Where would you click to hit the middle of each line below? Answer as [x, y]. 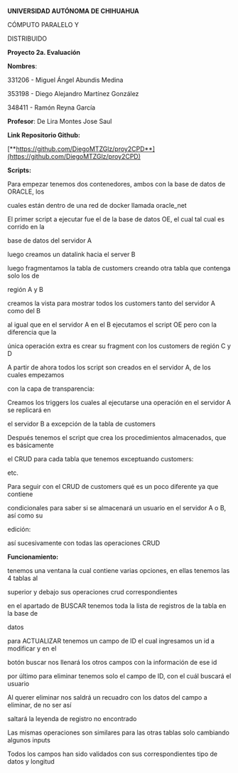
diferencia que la [32, 332]
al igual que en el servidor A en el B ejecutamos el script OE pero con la [112, 325]
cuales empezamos [36, 375]
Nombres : [22, 66]
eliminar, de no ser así [39, 705]
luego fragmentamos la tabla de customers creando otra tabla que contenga [119, 268]
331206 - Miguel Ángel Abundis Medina [65, 80]
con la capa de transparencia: [51, 389]
